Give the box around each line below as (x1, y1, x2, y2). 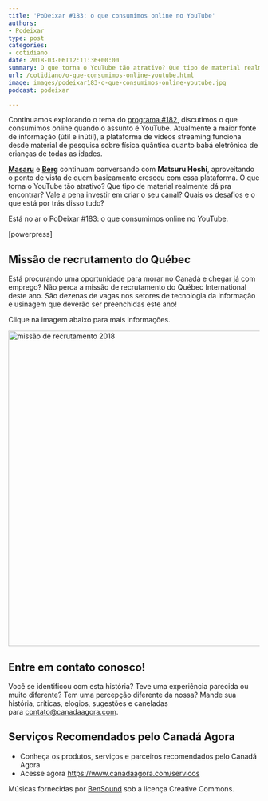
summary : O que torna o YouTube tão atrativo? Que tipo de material (8, 64, 241, 72)
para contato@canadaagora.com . (8, 707, 119, 716)
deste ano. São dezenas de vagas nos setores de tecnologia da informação (8, 291, 256, 301)
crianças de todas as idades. (8, 149, 103, 158)
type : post (8, 34, 45, 42)
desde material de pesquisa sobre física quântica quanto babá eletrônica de (8, 141, 258, 150)
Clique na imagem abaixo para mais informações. (8, 315, 171, 325)
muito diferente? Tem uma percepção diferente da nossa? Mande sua (8, 690, 237, 699)
